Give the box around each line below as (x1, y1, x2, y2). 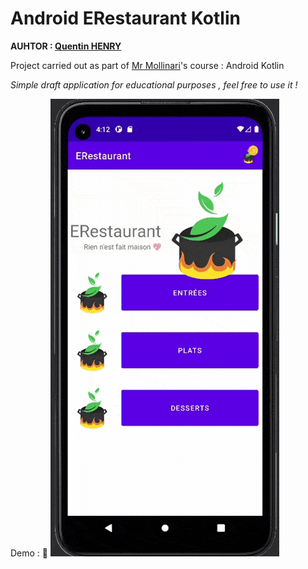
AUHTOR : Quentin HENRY (10, 40, 122, 52)
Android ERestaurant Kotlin (10, 7, 241, 30)
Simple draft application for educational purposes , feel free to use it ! (10, 78, 298, 91)
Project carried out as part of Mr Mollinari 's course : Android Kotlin (10, 59, 285, 71)
